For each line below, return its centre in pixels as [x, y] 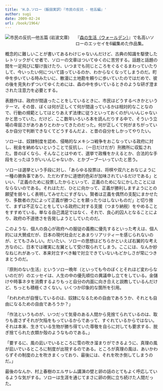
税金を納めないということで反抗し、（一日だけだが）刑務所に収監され [82, 147]
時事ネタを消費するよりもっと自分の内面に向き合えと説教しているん [81, 282]
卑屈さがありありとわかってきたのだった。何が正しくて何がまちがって [83, 125]
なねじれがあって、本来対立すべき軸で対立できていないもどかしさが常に [77, 253]
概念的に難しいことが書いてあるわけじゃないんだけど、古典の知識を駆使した [81, 54]
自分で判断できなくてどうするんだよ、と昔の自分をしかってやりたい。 [83, 131]
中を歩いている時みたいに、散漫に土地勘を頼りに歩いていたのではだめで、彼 [81, 78]
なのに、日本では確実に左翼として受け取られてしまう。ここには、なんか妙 [83, 247]
